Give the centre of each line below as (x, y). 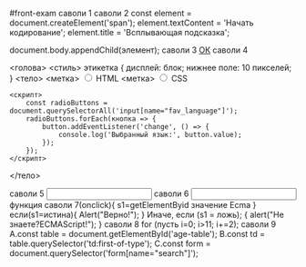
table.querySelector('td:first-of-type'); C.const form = (110, 243)
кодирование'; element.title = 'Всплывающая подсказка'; (120, 32)
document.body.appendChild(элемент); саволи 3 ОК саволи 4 (129, 50)
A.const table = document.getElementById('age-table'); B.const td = (138, 234)
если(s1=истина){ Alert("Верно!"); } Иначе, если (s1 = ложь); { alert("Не (147, 214)
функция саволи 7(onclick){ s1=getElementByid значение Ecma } (133, 205)
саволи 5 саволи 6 (99, 193)
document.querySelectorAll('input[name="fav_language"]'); (124, 111)
